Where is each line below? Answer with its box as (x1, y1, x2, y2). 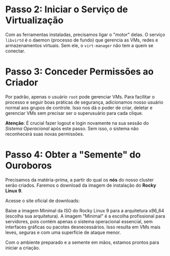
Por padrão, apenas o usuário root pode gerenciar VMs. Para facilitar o (5, 93, 155, 100)
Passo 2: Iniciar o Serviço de (5, 4, 128, 15)
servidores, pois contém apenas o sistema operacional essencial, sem (5, 218, 153, 224)
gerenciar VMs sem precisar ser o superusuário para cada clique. (5, 110, 143, 116)
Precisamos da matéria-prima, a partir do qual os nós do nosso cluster (5, 176, 154, 183)
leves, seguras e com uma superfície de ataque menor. (5, 229, 121, 235)
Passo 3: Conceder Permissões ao (5, 66, 154, 77)
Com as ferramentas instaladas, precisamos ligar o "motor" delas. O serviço (5, 31, 165, 37)
